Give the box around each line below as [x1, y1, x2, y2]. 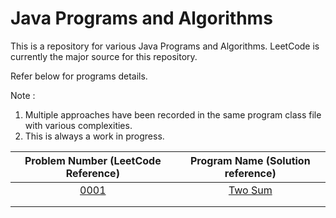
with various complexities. [24, 119, 133, 131]
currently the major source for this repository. [10, 50, 198, 62]
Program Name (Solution [189, 153, 311, 167]
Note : [10, 89, 36, 101]
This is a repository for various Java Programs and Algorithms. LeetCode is [10, 40, 320, 52]
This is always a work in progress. [24, 130, 165, 142]
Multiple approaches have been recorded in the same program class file [24, 108, 322, 121]
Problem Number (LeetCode [24, 153, 162, 167]
